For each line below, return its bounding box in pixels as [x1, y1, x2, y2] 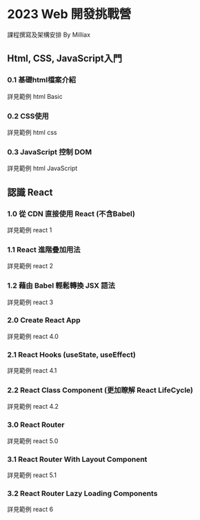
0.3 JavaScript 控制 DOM [7, 147, 92, 156]
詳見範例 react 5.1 [7, 471, 57, 479]
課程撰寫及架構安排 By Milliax [7, 30, 91, 39]
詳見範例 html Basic [7, 92, 63, 100]
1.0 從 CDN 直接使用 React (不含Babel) [7, 209, 136, 219]
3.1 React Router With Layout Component [7, 454, 148, 464]
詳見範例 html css [7, 128, 57, 136]
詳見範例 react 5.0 [7, 436, 59, 445]
